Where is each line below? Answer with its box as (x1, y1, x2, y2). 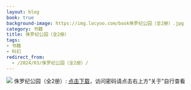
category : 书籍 (6, 26, 43, 32)
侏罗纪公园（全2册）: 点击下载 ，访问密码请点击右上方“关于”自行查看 (13, 77, 186, 85)
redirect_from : (6, 54, 45, 60)
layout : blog (6, 9, 40, 15)
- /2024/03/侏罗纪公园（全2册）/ (12, 60, 88, 66)
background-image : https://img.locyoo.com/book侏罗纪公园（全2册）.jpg (6, 20, 184, 26)
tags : (6, 37, 20, 43)
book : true (6, 15, 34, 21)
